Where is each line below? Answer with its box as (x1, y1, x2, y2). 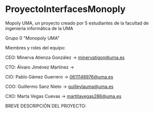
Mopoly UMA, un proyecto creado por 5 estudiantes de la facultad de (5, 20, 149, 26)
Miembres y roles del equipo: (5, 44, 66, 50)
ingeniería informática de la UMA (5, 25, 73, 31)
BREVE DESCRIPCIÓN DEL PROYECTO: (5, 102, 87, 108)
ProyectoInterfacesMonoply (5, 3, 126, 15)
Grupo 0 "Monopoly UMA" (5, 35, 60, 41)
